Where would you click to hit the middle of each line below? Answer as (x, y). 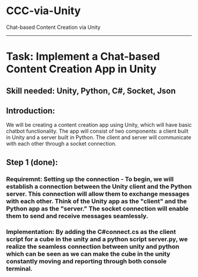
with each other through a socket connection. (61, 144)
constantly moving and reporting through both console (86, 261)
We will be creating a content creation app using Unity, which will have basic (99, 125)
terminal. (19, 268)
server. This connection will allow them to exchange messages (98, 194)
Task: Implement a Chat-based (83, 57)
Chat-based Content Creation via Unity (53, 27)
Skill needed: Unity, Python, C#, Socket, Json (91, 90)
